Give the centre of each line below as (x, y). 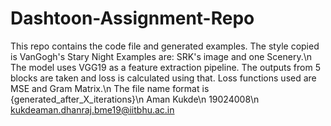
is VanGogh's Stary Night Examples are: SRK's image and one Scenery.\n (161, 56)
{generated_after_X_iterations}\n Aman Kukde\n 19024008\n (135, 99)
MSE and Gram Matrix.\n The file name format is (110, 88)
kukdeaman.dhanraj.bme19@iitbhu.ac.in (92, 109)
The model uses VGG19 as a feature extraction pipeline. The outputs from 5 (165, 67)
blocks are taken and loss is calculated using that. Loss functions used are (163, 78)
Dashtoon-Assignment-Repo (132, 18)
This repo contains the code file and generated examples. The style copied (165, 46)
